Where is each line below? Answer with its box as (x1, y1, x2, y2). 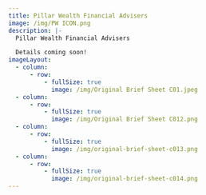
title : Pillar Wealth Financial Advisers (8, 11, 149, 20)
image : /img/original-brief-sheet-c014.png (50, 175, 198, 183)
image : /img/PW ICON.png (8, 19, 91, 27)
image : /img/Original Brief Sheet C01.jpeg (50, 86, 198, 94)
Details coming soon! (15, 49, 88, 57)
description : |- (8, 26, 62, 34)
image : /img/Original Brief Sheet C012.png (50, 115, 198, 124)
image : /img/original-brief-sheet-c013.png (50, 145, 198, 153)
